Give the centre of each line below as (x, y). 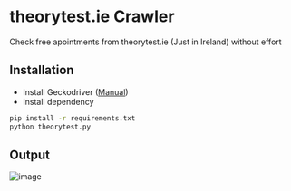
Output (29, 154)
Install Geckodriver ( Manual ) (75, 91)
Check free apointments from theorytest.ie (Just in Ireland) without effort (146, 42)
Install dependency (58, 101)
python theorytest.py (50, 127)
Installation (42, 70)
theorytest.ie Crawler (92, 17)
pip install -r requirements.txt (73, 118)
